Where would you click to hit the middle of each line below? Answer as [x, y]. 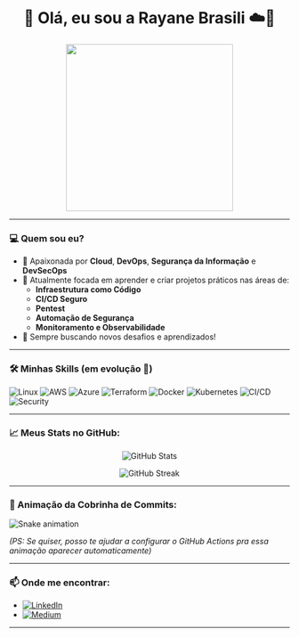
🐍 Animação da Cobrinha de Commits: [93, 504]
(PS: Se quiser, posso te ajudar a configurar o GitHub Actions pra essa [139, 542]
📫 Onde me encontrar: [60, 583]
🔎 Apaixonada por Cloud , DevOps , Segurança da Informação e [139, 261]
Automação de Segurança [85, 318]
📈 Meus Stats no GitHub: [65, 433]
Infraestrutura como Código [88, 290]
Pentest [50, 308]
